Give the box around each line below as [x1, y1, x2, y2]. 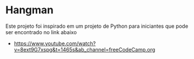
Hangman [5, 3, 54, 17]
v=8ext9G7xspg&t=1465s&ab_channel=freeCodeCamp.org [13, 46, 156, 53]
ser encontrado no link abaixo [5, 28, 77, 35]
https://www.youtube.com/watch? [13, 40, 96, 47]
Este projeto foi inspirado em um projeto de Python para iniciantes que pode [5, 23, 189, 30]
